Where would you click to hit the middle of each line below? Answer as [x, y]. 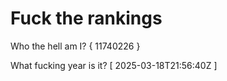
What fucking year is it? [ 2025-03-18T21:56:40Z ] [114, 65]
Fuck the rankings [86, 18]
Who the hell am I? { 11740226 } [75, 46]
